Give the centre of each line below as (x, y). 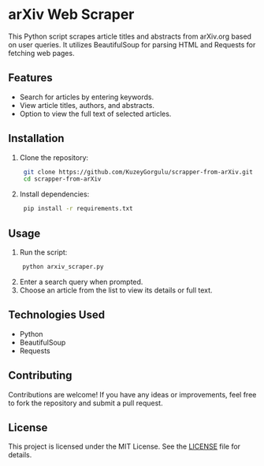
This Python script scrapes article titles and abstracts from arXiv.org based (130, 36)
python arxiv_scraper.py (63, 267)
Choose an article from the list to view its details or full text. (116, 290)
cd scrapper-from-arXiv (62, 179)
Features (30, 78)
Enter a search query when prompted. (81, 281)
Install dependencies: (54, 194)
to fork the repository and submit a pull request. (86, 403)
